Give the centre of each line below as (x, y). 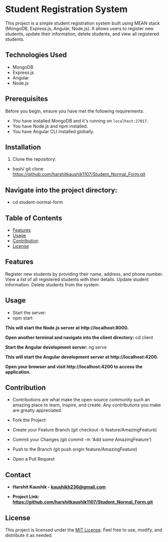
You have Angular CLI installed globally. (53, 131)
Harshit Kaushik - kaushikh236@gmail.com (59, 487)
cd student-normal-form (38, 202)
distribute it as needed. (29, 535)
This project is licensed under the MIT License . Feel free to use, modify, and (84, 530)
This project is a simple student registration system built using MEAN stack (82, 23)
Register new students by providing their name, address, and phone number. (84, 274)
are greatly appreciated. (37, 410)
